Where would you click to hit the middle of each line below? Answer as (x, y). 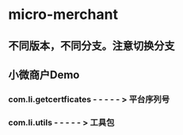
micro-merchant (63, 15)
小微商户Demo (44, 75)
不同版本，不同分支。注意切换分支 (91, 45)
